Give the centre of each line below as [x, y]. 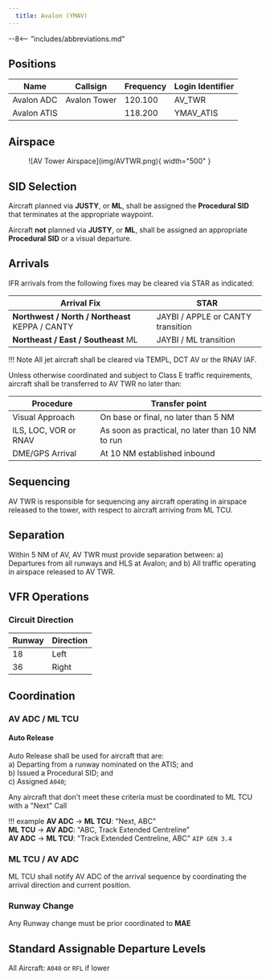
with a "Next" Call [38, 805]
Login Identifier [204, 87]
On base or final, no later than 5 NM [167, 417]
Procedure [52, 403]
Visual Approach [43, 417]
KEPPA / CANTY [43, 327]
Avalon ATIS [35, 113]
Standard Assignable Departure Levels [107, 949]
